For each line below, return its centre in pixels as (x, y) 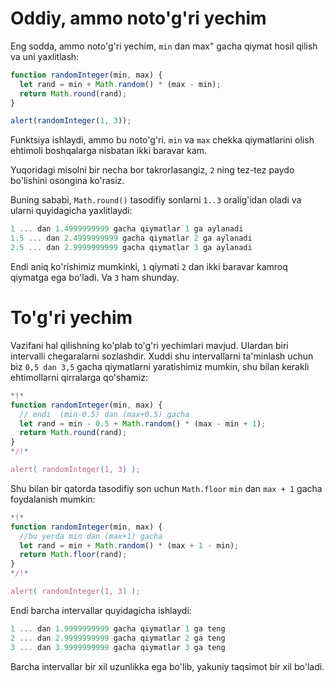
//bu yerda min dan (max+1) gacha (91, 536)
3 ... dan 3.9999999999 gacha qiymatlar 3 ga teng (118, 647)
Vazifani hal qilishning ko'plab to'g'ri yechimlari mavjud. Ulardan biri (149, 345)
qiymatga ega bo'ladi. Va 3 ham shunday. (95, 277)
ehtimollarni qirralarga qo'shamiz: (79, 377)
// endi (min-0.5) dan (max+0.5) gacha (104, 414)
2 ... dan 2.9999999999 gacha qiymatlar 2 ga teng (118, 638)
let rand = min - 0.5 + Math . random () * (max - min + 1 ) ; (143, 423)
